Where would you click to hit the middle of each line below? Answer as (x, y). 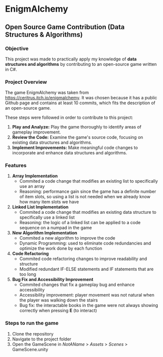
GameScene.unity (30, 349)
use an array (32, 187)
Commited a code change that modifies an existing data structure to (88, 212)
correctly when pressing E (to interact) (58, 311)
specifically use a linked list (47, 217)
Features (16, 166)
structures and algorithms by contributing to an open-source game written (81, 64)
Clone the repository (33, 334)
